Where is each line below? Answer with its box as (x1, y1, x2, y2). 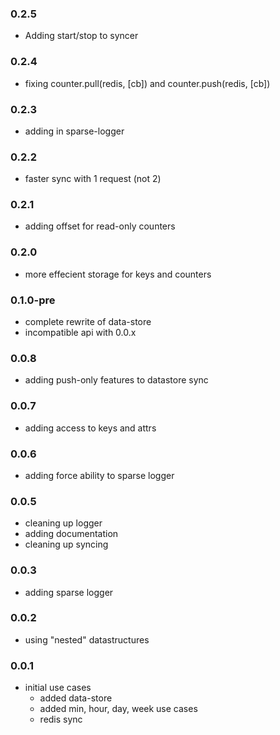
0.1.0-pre (10, 293, 56, 307)
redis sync (39, 713, 83, 726)
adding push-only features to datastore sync (24, 374, 209, 386)
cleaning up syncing (24, 538, 109, 551)
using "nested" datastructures (24, 633, 150, 646)
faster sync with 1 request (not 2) (24, 173, 162, 185)
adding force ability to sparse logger (24, 469, 175, 481)
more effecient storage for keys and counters (24, 268, 212, 280)
